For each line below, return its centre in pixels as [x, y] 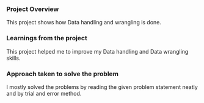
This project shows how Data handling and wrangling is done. [84, 23]
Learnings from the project [47, 38]
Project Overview [33, 9]
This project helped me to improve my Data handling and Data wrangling [97, 51]
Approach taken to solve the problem [63, 74]
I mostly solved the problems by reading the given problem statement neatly [102, 87]
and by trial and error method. [44, 93]
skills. [13, 58]
